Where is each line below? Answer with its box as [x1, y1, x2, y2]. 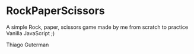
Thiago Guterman [6, 41, 49, 48]
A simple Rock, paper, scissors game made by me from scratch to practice [6, 23, 189, 31]
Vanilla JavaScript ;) [6, 29, 55, 36]
